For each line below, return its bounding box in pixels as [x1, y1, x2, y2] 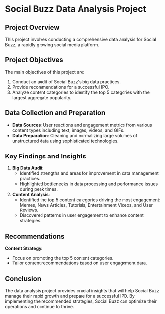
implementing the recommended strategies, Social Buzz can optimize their [5, 298, 157, 304]
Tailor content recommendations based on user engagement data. [12, 260, 147, 266]
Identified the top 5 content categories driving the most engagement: [19, 197, 161, 203]
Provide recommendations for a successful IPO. [12, 84, 110, 90]
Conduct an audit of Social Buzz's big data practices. [12, 78, 121, 85]
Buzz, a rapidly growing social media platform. [5, 42, 100, 48]
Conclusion [5, 274, 41, 283]
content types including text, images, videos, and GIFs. [12, 127, 124, 133]
